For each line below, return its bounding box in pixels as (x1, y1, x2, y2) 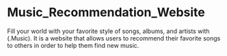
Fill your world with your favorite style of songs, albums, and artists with (7, 27, 210, 35)
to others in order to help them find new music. (7, 41, 139, 49)
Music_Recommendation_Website (7, 5, 205, 20)
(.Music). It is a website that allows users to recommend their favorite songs (7, 34, 221, 42)
